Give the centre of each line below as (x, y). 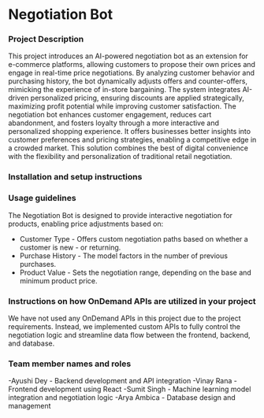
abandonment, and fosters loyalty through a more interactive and (113, 123)
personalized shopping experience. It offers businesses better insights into (129, 131)
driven (19, 98)
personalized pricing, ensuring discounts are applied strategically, (137, 98)
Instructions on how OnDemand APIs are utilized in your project (132, 301)
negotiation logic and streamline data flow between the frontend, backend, (129, 335)
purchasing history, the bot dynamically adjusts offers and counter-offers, (128, 81)
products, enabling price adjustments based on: (86, 224)
